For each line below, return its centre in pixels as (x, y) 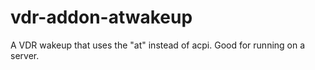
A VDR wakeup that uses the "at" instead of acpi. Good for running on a (158, 45)
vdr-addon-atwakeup (101, 17)
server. (25, 55)
